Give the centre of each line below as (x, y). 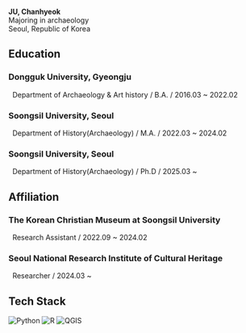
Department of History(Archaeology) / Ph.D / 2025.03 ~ (104, 172)
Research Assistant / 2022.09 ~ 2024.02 (79, 237)
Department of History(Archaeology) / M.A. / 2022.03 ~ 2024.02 (119, 133)
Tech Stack (37, 301)
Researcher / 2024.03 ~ (52, 276)
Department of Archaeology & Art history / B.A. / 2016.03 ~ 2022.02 (125, 94)
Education (35, 54)
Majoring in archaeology (49, 20)
